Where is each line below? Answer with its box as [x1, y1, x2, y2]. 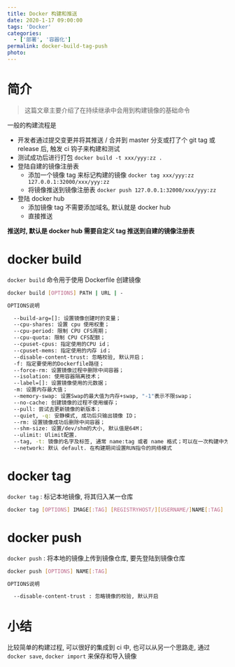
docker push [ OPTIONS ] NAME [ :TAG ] [7, 568, 108, 575]
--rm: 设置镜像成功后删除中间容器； [13, 419, 106, 426]
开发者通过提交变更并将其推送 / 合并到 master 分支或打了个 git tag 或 [17, 136, 215, 144]
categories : [7, 29, 42, 37]
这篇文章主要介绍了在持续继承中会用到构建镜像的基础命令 [24, 106, 190, 114]
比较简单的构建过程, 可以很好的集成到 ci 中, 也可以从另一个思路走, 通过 [7, 643, 211, 652]
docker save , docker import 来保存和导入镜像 [7, 652, 137, 661]
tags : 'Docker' [7, 23, 52, 30]
